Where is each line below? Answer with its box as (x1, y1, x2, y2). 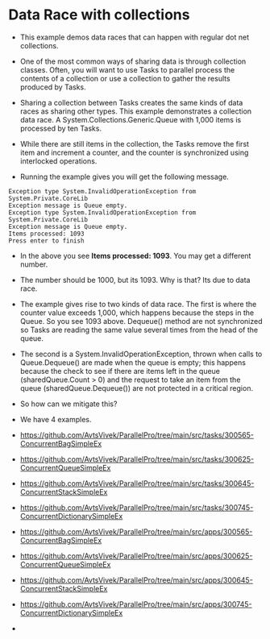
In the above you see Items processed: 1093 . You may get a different (19, 251, 251, 260)
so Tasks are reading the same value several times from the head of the (19, 325, 259, 334)
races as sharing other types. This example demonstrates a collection (19, 106, 252, 116)
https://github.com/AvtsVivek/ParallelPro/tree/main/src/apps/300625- (19, 550, 253, 561)
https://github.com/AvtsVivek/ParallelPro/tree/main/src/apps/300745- (19, 599, 252, 609)
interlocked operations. (19, 156, 98, 166)
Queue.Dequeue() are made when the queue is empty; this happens (19, 357, 246, 367)
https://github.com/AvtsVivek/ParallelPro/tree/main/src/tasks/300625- (19, 454, 255, 464)
